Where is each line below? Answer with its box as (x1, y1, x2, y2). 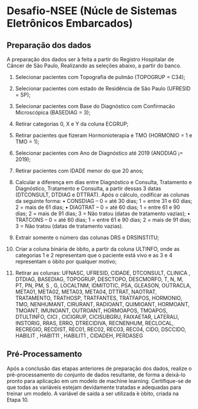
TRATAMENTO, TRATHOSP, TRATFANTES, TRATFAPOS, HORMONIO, (15, 295, 182, 302)
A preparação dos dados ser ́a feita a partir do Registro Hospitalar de (6, 56, 174, 63)
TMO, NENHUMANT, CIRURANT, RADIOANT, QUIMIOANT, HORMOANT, (15, 301, 190, 307)
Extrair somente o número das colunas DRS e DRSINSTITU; (15, 234, 160, 241)
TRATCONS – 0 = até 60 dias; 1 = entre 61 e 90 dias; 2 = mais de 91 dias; (15, 217, 192, 223)
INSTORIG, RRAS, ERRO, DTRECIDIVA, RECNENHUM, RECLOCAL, (15, 320, 174, 326)
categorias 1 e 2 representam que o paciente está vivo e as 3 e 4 (15, 252, 173, 259)
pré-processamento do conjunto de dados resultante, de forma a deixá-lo (6, 371, 186, 378)
